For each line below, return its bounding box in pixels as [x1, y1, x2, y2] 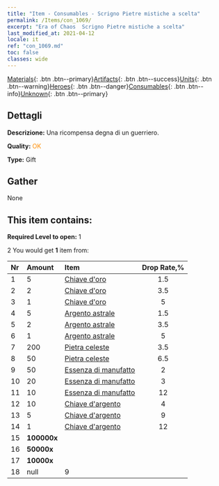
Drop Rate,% [141, 263, 185, 273]
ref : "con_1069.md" [7, 43, 64, 50]
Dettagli [7, 109, 42, 122]
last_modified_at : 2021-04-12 [7, 29, 95, 37]
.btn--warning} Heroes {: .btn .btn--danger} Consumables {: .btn [7, 82, 186, 91]
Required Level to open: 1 [7, 233, 81, 241]
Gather [7, 175, 38, 187]
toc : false [7, 50, 39, 56]
